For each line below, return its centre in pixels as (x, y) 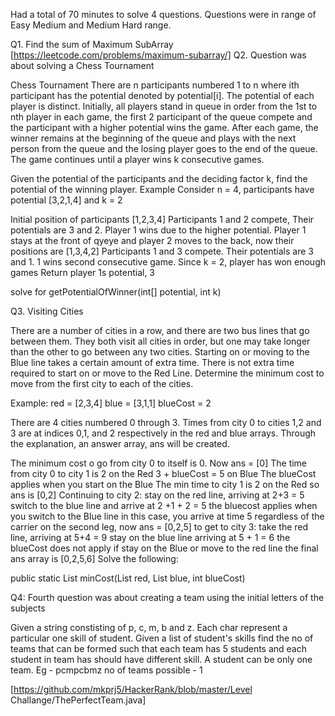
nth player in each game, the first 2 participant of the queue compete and (161, 117)
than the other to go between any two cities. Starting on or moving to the (160, 352)
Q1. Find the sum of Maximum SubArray (92, 44)
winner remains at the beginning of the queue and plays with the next (153, 138)
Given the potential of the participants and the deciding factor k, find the (159, 178)
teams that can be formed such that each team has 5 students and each (159, 648)
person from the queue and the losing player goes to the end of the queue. (164, 148)
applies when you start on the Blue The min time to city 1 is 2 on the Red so (165, 484)
